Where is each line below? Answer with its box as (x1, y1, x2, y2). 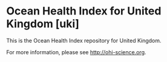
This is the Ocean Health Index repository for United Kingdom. (6, 37, 162, 44)
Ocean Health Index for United (6, 4, 162, 18)
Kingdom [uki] (6, 17, 80, 31)
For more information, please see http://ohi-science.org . (6, 48, 146, 55)
